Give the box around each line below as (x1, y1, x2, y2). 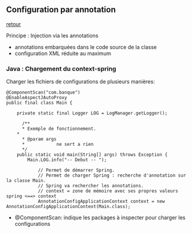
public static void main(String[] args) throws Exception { (17, 152, 168, 158)
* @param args (21, 136, 57, 142)
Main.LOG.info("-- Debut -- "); (27, 157, 108, 163)
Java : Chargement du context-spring (6, 65, 116, 73)
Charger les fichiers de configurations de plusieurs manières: (6, 78, 155, 85)
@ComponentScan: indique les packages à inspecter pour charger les (14, 214, 186, 221)
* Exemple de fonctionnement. (21, 126, 96, 132)
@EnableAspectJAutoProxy (6, 95, 67, 101)
